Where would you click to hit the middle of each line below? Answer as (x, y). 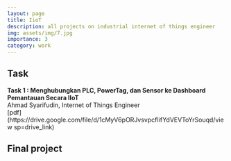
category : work (29, 46)
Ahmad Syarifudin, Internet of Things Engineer (74, 105)
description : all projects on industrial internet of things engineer (111, 26)
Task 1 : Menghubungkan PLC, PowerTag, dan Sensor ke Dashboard (106, 90)
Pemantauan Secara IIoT (43, 97)
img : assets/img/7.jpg (40, 33)
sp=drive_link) (34, 127)
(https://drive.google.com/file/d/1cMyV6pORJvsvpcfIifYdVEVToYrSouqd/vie (115, 120)
